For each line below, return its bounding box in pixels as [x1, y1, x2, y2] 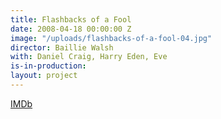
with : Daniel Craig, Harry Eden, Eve [10, 52, 168, 62]
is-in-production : [10, 61, 87, 71]
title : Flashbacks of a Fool [10, 14, 132, 25]
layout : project [10, 71, 78, 81]
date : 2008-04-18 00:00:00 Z [10, 24, 132, 34]
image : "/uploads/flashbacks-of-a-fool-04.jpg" [10, 33, 213, 43]
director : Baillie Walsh [10, 42, 114, 53]
